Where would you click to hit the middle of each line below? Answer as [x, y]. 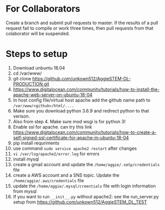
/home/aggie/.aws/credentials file [49, 180]
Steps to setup [37, 54]
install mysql [26, 159]
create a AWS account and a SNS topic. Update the [66, 175]
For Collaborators [43, 9]
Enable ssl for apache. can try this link [53, 127]
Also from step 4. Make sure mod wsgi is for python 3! [69, 121]
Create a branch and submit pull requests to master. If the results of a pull [82, 23]
